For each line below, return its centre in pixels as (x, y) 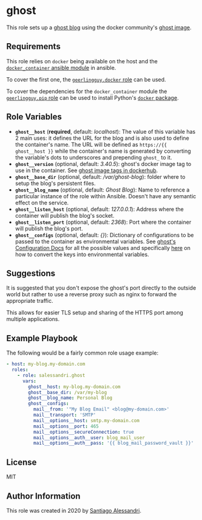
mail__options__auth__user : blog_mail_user (89, 438)
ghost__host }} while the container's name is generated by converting (103, 151)
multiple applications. (33, 319)
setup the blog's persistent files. (55, 183)
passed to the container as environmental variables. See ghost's (95, 241)
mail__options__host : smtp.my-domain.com (86, 420)
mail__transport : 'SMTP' (65, 415)
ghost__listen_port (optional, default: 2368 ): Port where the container (103, 222)
